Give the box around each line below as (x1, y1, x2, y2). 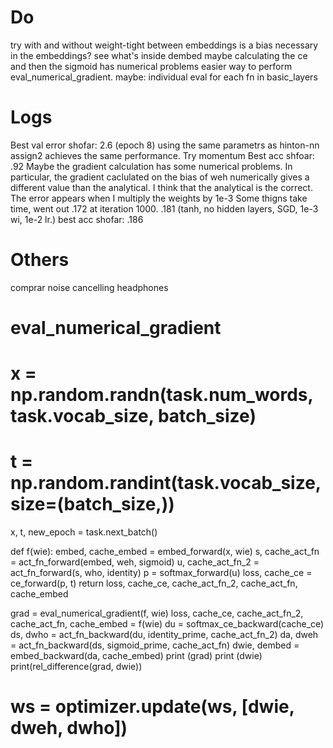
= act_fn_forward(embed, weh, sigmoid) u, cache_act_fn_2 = (10, 556, 260, 568)
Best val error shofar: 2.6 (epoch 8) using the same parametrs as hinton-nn (10, 139, 320, 151)
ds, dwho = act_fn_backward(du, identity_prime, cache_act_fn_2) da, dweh (10, 629, 319, 641)
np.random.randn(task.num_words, (10, 384, 314, 406)
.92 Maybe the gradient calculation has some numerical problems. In (10, 160, 293, 172)
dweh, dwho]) (10, 717, 128, 740)
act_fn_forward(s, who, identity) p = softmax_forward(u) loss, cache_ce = (10, 567, 313, 579)
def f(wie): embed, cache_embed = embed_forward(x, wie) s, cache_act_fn (10, 546, 320, 558)
